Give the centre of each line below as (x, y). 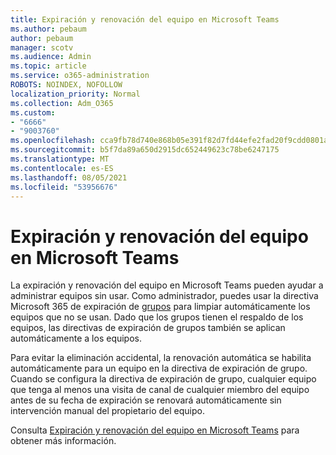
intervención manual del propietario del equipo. (107, 411)
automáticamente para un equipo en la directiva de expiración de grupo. (159, 368)
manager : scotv (42, 47)
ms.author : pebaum (48, 29)
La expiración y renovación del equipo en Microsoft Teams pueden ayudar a (167, 285)
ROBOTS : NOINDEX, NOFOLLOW (66, 85)
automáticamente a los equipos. (76, 338)
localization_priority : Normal (75, 94)
